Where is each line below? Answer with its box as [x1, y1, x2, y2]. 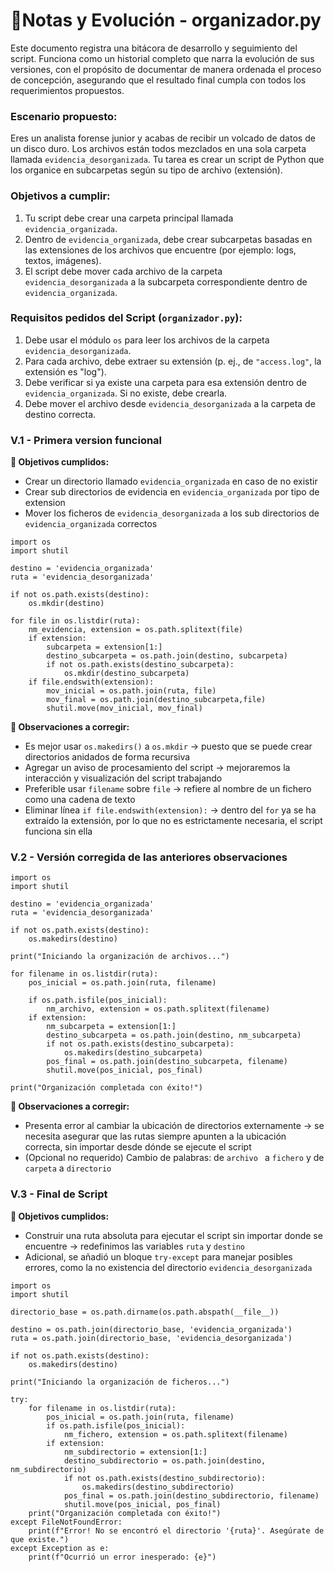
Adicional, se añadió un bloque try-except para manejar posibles [24, 1250, 293, 1263]
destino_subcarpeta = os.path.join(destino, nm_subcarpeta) [46, 1030, 302, 1041]
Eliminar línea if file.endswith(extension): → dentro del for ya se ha [24, 804, 317, 816]
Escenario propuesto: [10, 109, 118, 123]
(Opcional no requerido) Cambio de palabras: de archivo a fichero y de [24, 1152, 325, 1164]
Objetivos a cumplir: [10, 189, 111, 203]
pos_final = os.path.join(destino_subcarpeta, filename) [46, 1057, 288, 1067]
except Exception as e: [10, 1543, 110, 1553]
